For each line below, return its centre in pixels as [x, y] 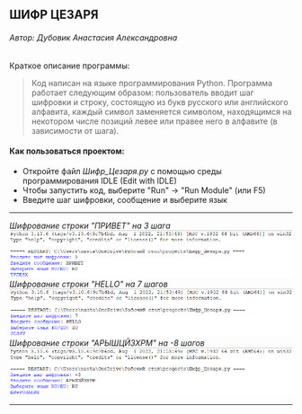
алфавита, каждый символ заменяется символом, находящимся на [161, 111]
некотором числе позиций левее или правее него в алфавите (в [154, 121]
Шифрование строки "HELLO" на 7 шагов [89, 284]
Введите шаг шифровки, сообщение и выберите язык [124, 199]
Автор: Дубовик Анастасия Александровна [93, 37]
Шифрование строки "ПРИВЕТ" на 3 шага [90, 225]
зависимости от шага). [75, 130]
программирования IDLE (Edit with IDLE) [99, 181]
